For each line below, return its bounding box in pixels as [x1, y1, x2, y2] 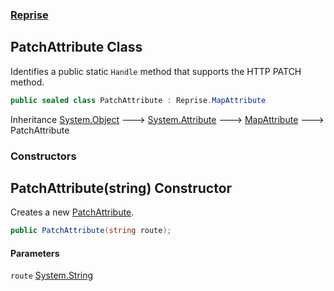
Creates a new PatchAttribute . [10, 206, 135, 218]
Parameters [10, 247, 60, 259]
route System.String [10, 269, 94, 282]
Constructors [10, 149, 77, 163]
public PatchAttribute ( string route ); [10, 226, 172, 236]
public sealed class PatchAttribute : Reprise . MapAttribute [10, 95, 267, 105]
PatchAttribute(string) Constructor [10, 179, 233, 197]
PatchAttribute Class [10, 39, 143, 56]
